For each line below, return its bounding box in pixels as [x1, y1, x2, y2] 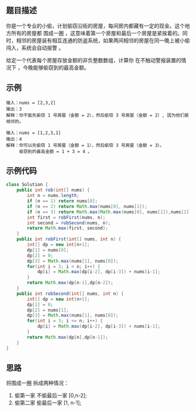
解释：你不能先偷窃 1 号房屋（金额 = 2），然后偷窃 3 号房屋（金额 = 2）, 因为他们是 [6, 112, 189, 118]
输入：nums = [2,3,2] [6, 100, 56, 105]
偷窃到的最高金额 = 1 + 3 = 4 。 [19, 148, 92, 154]
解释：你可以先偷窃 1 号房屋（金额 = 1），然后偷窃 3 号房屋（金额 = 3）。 [6, 142, 164, 148]
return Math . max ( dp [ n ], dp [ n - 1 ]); [27, 334, 108, 340]
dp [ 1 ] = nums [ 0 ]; [27, 247, 69, 253]
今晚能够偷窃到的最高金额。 [22, 64, 89, 71]
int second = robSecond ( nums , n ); [27, 220, 111, 226]
